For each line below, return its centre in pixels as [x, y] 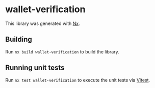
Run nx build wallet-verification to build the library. [62, 51]
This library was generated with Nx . [43, 23]
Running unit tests [35, 68]
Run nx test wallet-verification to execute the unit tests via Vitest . [78, 80]
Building [19, 39]
